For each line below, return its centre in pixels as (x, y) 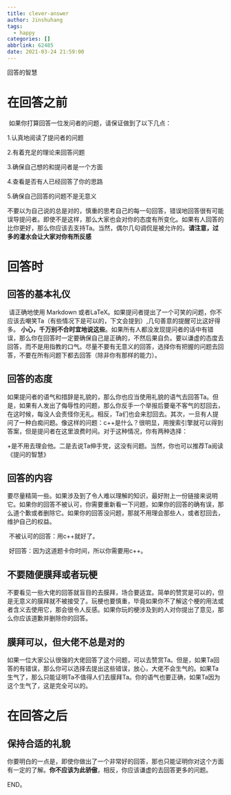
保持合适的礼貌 (39, 743)
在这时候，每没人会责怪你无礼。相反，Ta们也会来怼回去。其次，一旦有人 (110, 414)
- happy (24, 33)
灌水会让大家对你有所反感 (55, 236)
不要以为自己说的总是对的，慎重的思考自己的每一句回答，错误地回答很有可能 (115, 210)
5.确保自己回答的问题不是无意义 (52, 196)
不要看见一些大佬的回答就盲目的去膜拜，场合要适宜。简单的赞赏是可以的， (112, 593)
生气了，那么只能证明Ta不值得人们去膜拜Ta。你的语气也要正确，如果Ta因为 (114, 677)
